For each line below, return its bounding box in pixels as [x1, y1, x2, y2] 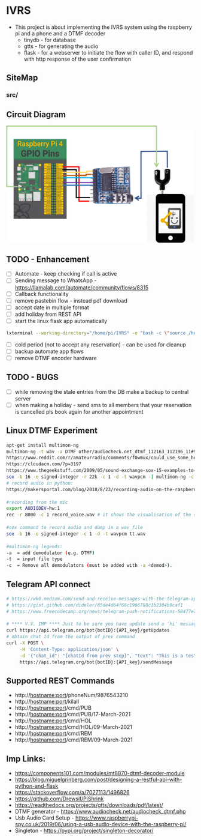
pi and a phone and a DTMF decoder [14, 29, 106, 37]
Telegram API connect [6, 579, 91, 589]
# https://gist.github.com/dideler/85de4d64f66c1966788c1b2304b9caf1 [6, 602, 184, 608]
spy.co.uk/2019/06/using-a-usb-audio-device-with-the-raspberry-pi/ [14, 821, 187, 828]
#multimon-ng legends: [6, 543, 63, 549]
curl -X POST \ [6, 640, 44, 646]
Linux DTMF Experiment [6, 426, 98, 436]
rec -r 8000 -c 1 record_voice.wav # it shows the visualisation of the [6, 512, 191, 518]
